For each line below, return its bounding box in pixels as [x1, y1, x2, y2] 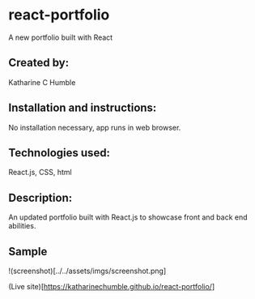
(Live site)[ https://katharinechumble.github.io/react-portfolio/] [8, 282, 215, 291]
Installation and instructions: [8, 101, 157, 115]
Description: [8, 190, 73, 204]
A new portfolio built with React [8, 32, 113, 42]
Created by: [8, 56, 70, 70]
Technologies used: [8, 146, 111, 160]
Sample [8, 245, 48, 258]
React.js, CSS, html [8, 168, 73, 177]
